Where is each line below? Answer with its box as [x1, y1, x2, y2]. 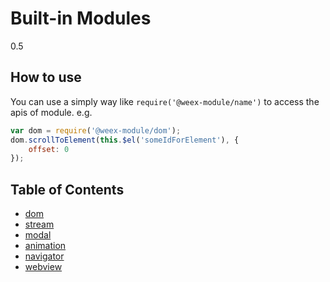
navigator [24, 250, 65, 262]
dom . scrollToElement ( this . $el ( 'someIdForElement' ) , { [10, 135, 240, 145]
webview [24, 261, 63, 273]
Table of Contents [10, 181, 125, 198]
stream [24, 218, 55, 231]
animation [24, 240, 67, 252]
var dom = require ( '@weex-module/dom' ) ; [10, 125, 182, 136]
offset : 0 [28, 144, 70, 154]
